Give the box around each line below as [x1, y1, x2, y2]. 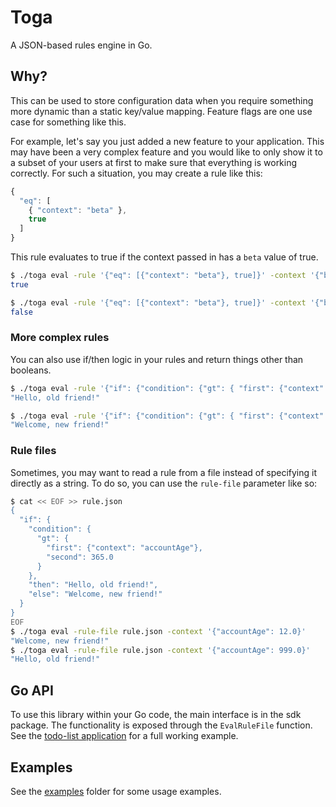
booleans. [10, 364, 52, 376]
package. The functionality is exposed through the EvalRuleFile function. [10, 719, 313, 731]
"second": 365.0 [46, 552, 114, 562]
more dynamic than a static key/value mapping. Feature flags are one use [10, 105, 313, 117]
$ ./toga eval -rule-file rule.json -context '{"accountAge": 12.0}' [10, 626, 307, 636]
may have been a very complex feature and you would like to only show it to [10, 146, 323, 158]
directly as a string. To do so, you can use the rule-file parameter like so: [10, 477, 318, 489]
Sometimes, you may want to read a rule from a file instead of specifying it [10, 466, 317, 478]
